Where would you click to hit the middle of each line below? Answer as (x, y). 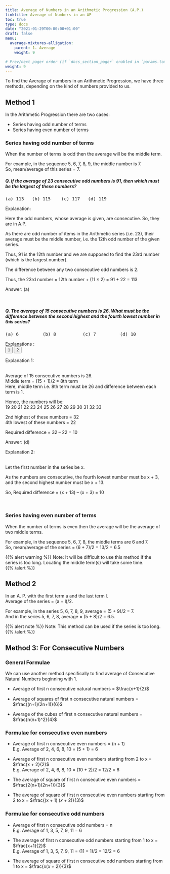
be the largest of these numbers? (41, 186)
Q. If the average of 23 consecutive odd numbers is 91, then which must (82, 180)
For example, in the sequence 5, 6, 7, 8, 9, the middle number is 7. (73, 164)
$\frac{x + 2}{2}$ (31, 764)
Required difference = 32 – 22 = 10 (41, 432)
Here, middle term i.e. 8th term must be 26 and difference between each (81, 386)
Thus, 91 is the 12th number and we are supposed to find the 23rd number (82, 254)
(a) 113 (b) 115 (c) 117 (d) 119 (56, 199)
